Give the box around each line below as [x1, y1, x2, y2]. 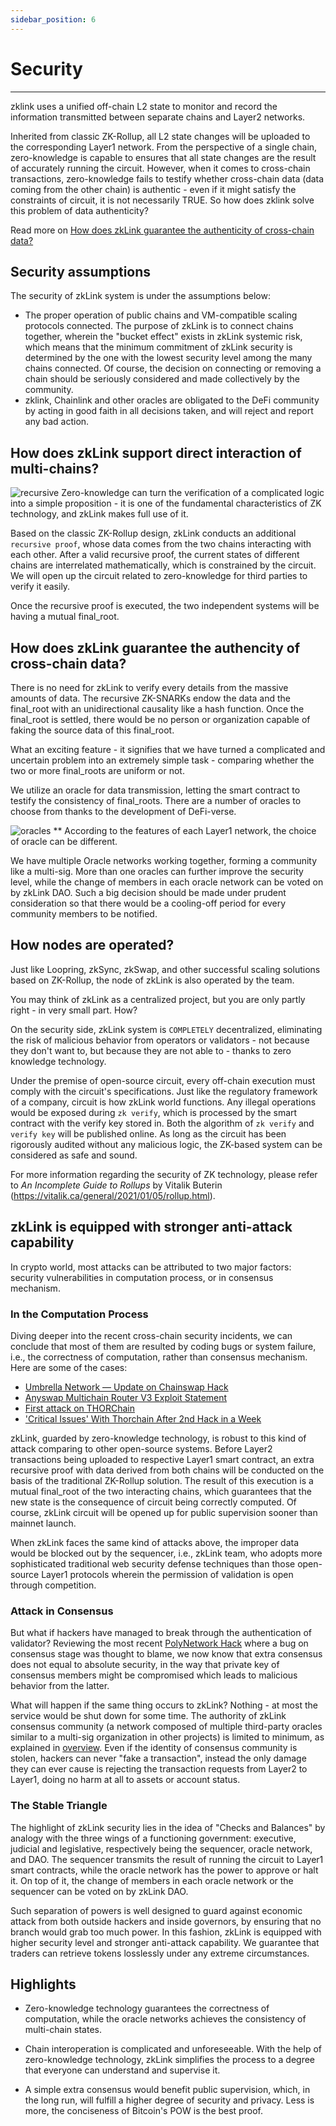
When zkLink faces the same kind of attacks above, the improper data [10, 1536, 300, 1548]
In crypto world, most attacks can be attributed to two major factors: [10, 1261, 292, 1273]
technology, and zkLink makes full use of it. [10, 508, 189, 520]
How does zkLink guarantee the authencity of [10, 639, 301, 656]
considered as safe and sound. [10, 1149, 138, 1161]
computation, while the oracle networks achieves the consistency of [24, 2013, 307, 2025]
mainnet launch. [10, 1517, 77, 1529]
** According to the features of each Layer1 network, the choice [53, 825, 317, 836]
